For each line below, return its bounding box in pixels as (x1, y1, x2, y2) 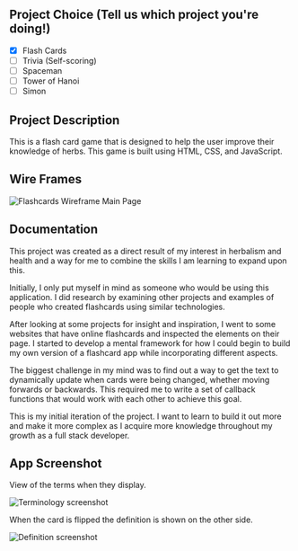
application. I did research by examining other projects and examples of (9, 291, 275, 302)
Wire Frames (9, 172, 83, 187)
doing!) (9, 22, 51, 37)
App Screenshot (9, 456, 102, 471)
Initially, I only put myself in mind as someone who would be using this (9, 282, 269, 293)
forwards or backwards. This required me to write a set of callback (9, 384, 256, 395)
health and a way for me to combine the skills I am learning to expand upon (9, 255, 287, 266)
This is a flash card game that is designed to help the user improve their (9, 136, 275, 147)
